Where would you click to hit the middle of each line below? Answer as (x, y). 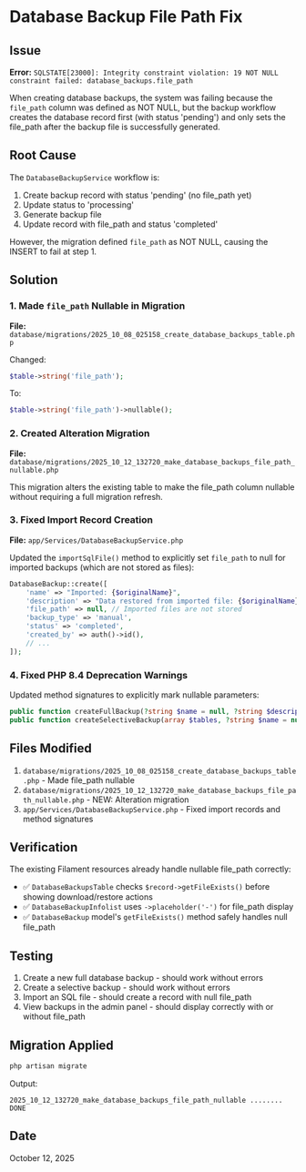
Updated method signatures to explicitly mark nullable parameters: (134, 695)
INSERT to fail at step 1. (53, 251)
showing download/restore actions (87, 897)
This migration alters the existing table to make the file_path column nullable (152, 487)
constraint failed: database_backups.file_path (102, 81)
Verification (44, 847)
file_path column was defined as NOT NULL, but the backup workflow (143, 107)
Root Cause (43, 155)
